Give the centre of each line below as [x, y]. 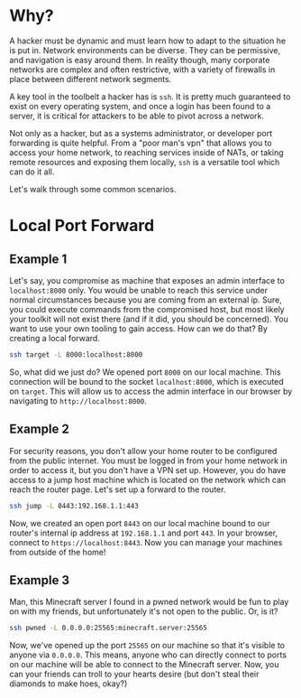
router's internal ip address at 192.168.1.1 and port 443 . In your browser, [143, 533]
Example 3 [40, 580]
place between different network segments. [91, 79]
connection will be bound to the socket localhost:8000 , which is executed [146, 381]
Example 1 [38, 259]
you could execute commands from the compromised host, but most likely [147, 309]
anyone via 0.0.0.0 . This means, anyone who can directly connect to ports [148, 655]
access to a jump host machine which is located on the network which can [148, 479]
